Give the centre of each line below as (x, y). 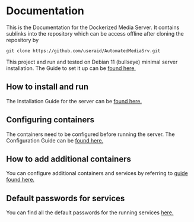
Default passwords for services (66, 198)
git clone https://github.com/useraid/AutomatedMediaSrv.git (83, 51)
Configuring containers (50, 120)
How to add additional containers (69, 159)
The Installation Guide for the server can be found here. (74, 101)
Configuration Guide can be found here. (55, 140)
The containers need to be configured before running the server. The (90, 134)
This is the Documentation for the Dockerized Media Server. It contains (93, 27)
